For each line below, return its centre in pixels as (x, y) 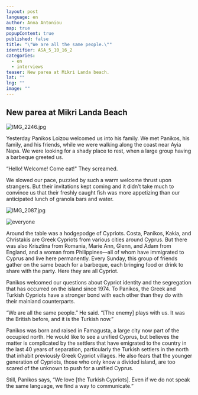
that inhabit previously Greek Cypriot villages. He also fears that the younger (99, 355)
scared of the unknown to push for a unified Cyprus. (70, 368)
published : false (27, 39)
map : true (18, 28)
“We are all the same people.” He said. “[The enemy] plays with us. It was (95, 313)
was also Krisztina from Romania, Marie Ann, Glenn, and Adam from (89, 245)
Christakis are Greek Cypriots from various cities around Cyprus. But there (97, 239)
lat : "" (16, 77)
